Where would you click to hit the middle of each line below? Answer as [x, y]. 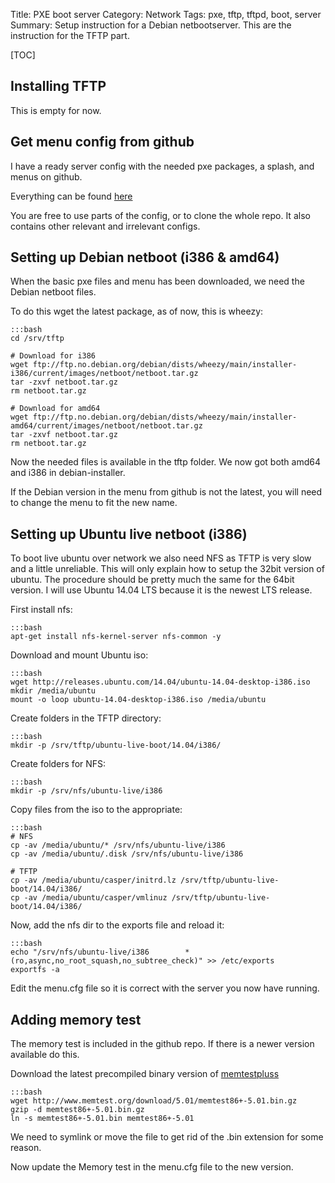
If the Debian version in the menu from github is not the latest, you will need [166, 492]
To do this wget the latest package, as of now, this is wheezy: [137, 311]
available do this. [45, 1055]
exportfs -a [35, 970]
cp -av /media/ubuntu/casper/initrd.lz [93, 880]
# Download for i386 [53, 356]
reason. [26, 1148]
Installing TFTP [58, 86]
